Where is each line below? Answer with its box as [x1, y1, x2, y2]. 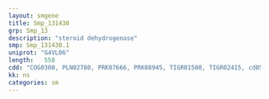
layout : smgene [8, 11, 59, 20]
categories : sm [8, 78, 59, 86]
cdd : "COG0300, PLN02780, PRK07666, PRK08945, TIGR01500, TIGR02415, [8, 64, 246, 72]
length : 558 [8, 57, 56, 65]
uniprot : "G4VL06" [8, 49, 70, 57]
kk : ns [8, 71, 30, 79]
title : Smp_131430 [8, 19, 70, 27]
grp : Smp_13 [8, 26, 48, 34]
